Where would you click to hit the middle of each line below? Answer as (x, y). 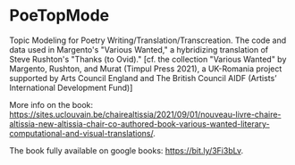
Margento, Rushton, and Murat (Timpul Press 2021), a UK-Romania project (146, 69)
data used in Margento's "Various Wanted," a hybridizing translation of (139, 49)
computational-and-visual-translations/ (81, 133)
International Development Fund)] (71, 87)
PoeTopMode (59, 16)
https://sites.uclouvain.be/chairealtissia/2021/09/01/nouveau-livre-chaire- (145, 114)
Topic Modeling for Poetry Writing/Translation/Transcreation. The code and (148, 40)
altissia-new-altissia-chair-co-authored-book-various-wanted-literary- (139, 124)
